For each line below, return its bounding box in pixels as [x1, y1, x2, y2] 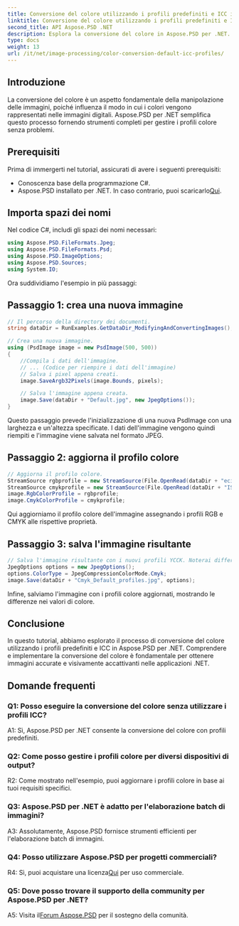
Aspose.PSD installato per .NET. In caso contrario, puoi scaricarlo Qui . [17, 186, 222, 195]
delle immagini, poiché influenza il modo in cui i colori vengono [7, 102, 192, 111]
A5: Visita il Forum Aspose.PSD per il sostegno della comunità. [7, 911, 188, 920]
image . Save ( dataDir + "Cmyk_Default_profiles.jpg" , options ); [7, 576, 196, 583]
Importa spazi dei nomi [7, 207, 112, 219]
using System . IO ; [7, 266, 59, 273]
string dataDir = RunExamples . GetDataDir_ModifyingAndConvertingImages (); [7, 325, 234, 332]
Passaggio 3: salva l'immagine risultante [7, 538, 192, 550]
